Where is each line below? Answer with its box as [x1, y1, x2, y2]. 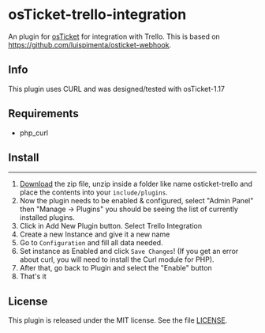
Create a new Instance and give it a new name [19, 229, 170, 239]
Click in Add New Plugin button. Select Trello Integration [19, 221, 203, 231]
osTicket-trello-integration [8, 6, 187, 24]
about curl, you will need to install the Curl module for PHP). [19, 255, 215, 264]
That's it [19, 271, 47, 282]
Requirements [8, 107, 79, 120]
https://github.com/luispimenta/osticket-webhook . [8, 40, 172, 49]
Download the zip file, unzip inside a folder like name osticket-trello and [19, 180, 252, 189]
